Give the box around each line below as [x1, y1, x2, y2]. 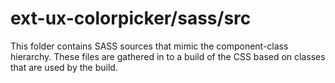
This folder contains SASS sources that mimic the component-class [10, 40, 289, 52]
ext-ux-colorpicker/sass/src [10, 7, 252, 30]
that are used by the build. [10, 61, 118, 73]
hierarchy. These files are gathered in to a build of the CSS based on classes [10, 50, 326, 62]
